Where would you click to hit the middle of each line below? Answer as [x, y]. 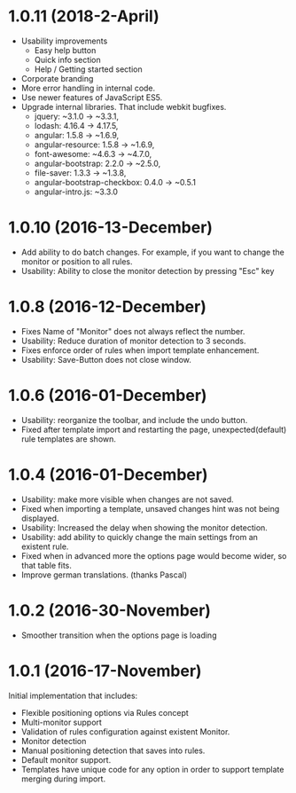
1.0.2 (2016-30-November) [110, 610]
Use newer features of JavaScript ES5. [92, 97]
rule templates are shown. [69, 439]
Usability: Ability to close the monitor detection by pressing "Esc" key [148, 271]
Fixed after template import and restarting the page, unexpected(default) [154, 429]
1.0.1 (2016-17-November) [105, 671]
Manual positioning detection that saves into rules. [113, 750]
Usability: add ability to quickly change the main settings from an [140, 537]
